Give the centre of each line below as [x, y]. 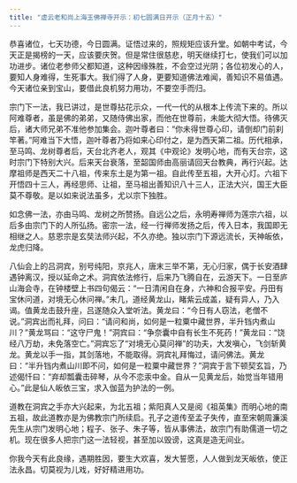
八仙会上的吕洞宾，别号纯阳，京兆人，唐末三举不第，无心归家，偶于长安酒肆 [148, 265]
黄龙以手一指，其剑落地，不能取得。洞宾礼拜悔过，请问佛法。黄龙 [145, 354]
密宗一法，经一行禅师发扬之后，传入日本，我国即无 [194, 225]
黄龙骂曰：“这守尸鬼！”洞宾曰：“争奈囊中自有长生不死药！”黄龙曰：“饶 [156, 332]
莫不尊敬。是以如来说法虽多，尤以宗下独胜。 [91, 195]
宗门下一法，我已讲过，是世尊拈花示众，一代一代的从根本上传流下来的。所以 [148, 106]
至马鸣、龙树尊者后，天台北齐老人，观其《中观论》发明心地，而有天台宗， [145, 150]
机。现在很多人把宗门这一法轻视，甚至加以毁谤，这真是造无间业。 [129, 440]
